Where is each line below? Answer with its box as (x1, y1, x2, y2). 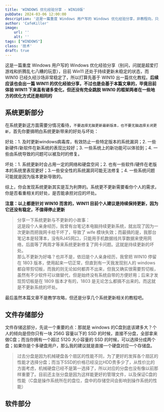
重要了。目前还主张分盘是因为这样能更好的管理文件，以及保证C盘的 (21, 371, 158, 377)
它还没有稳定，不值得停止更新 (5, 206, 65, 213)
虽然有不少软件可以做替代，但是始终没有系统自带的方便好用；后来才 (17, 272, 154, 278)
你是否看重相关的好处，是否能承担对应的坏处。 (5, 190, 99, 196)
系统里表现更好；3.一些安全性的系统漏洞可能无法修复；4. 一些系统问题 (13, 167, 155, 174)
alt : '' (14, 35, 29, 40)
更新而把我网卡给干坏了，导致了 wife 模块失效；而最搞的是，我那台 (21, 229, 157, 235)
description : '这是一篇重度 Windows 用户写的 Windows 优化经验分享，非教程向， (5, 16, 155, 21)
